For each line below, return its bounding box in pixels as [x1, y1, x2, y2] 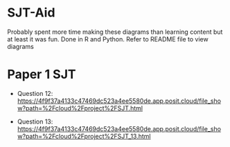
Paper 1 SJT [7, 67, 76, 82]
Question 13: [17, 117, 53, 126]
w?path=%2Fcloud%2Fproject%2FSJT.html [17, 104, 143, 112]
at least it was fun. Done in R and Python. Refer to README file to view [7, 35, 209, 43]
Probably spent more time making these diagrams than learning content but [7, 28, 223, 36]
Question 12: [17, 89, 53, 97]
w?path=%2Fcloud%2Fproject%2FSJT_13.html [17, 132, 151, 140]
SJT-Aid [7, 5, 55, 21]
